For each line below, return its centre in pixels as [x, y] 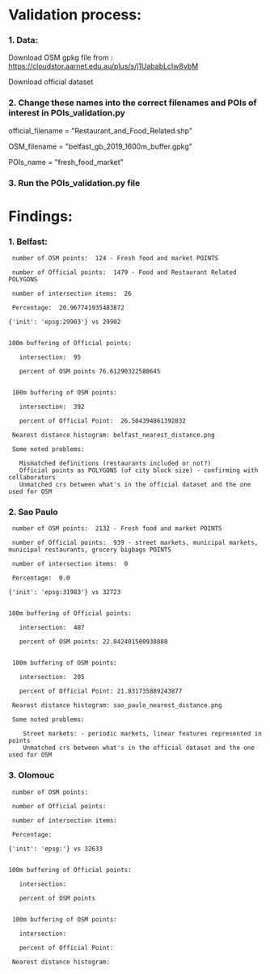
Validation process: [75, 15]
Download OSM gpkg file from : [61, 57]
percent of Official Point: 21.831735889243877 [101, 691]
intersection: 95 [50, 357]
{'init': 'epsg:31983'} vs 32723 [65, 592]
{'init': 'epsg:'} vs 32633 [56, 849]
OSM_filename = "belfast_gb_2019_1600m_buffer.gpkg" [100, 146]
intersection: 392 [52, 407]
